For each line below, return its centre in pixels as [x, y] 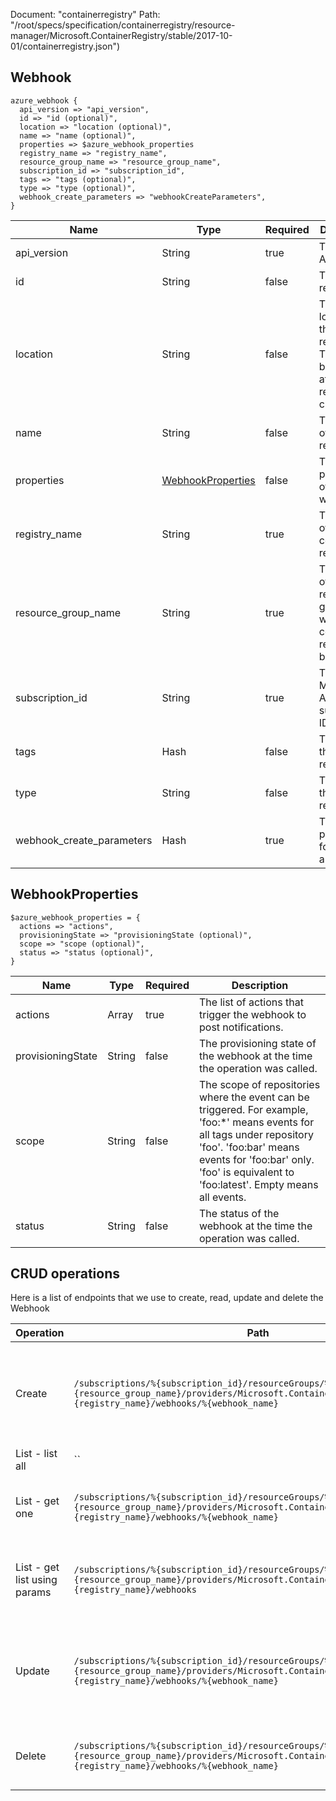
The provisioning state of [257, 1043]
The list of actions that [251, 1002]
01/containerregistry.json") [65, 46]
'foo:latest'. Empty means [258, 1184]
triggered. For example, [253, 1109]
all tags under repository [256, 1134]
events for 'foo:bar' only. [256, 1159]
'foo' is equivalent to [246, 1172]
